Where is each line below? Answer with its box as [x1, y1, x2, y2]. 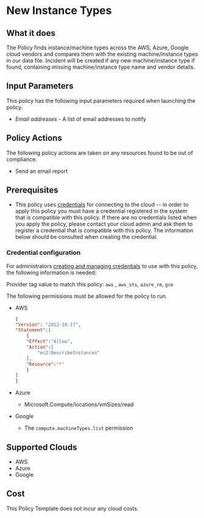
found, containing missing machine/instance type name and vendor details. [6, 63, 195, 71]
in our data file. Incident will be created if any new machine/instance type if [6, 57, 195, 64]
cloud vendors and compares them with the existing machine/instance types [6, 50, 199, 58]
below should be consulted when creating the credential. [15, 233, 158, 241]
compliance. [6, 156, 38, 163]
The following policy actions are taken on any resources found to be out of [6, 149, 194, 156]
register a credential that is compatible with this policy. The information [15, 227, 194, 234]
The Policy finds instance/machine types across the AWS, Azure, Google [6, 44, 189, 51]
